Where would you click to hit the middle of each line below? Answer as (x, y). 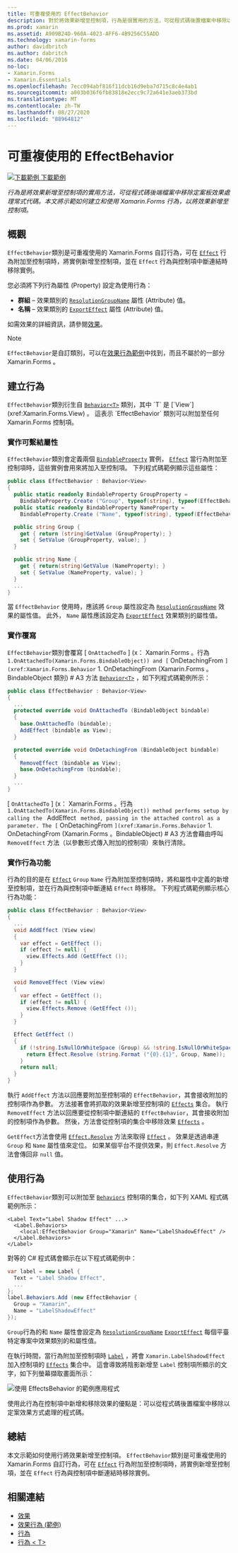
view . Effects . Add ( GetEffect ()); (77, 956)
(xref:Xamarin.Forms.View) (46, 414)
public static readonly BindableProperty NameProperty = (99, 507)
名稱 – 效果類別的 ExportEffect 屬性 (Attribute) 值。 (92, 309)
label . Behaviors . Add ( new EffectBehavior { (72, 1298)
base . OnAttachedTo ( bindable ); (66, 724)
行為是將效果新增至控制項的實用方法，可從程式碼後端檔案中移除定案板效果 (115, 192)
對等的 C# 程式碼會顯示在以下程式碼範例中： (72, 1258)
